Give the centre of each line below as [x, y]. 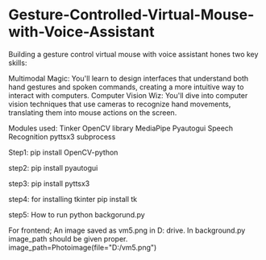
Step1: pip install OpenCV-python [63, 152]
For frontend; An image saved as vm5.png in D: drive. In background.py [127, 230]
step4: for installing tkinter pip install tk [73, 199]
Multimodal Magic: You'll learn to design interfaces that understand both [129, 78]
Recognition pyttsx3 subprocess [62, 136]
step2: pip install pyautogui [53, 167]
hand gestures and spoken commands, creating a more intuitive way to [126, 87]
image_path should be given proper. [68, 238]
